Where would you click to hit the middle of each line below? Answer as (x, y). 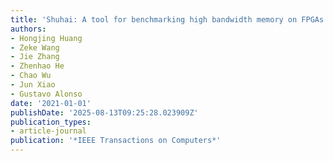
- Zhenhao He (37, 66)
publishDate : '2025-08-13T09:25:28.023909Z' (104, 112)
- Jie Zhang (35, 57)
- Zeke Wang (35, 47)
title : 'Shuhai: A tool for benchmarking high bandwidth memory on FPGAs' (169, 19)
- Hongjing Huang (46, 38)
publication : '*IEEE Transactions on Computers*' (116, 141)
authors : (28, 29)
